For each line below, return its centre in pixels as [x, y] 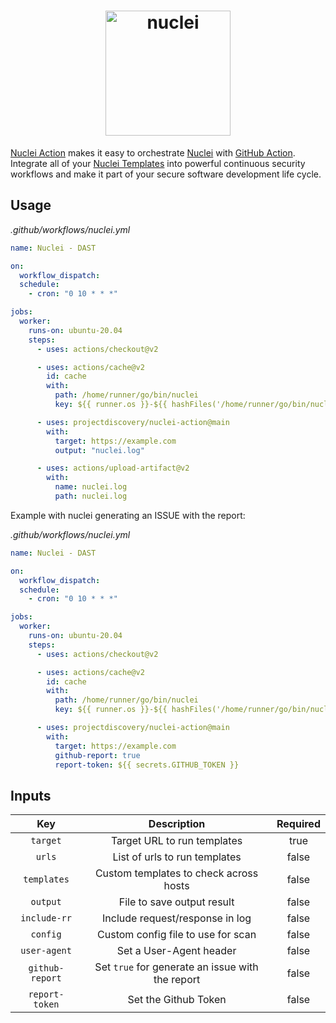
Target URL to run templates [176, 841]
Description [177, 824]
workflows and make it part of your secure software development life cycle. [166, 174]
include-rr [46, 918]
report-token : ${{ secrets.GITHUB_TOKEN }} [147, 765]
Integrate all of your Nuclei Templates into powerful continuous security [158, 163]
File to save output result [176, 902]
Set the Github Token [177, 1000]
